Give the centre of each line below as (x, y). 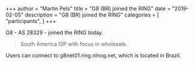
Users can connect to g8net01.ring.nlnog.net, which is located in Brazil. (93, 55)
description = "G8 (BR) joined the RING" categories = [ (92, 15)
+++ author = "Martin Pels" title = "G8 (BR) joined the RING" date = (88, 9)
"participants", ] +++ (31, 21)
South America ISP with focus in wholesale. (74, 44)
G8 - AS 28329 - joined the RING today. (54, 32)
